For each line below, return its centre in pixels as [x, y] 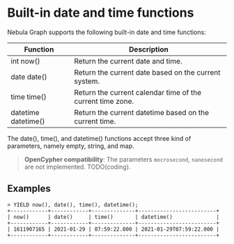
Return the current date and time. [128, 61]
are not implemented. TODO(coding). [77, 167]
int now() [25, 61]
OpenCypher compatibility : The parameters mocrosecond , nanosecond [123, 159]
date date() [29, 77]
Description [148, 49]
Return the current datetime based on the [142, 112]
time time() [29, 97]
